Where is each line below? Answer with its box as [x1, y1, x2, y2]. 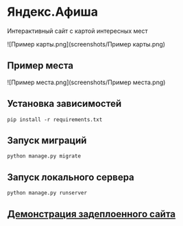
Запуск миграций [7, 134, 87, 146]
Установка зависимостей [7, 98, 122, 110]
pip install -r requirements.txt [7, 116, 103, 123]
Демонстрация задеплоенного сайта [7, 208, 176, 220]
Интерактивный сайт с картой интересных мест [7, 27, 148, 35]
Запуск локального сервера [7, 171, 135, 183]
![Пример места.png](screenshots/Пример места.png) [7, 78, 166, 86]
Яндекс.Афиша [7, 4, 98, 20]
